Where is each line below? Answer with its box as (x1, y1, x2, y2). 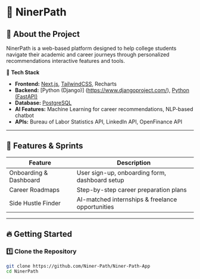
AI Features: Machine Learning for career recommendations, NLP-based (14, 106, 193, 112)
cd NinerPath (6, 268, 39, 275)
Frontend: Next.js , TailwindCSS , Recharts (14, 80, 117, 87)
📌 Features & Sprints (6, 141, 83, 151)
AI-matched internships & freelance (76, 195, 177, 204)
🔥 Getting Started (6, 229, 73, 239)
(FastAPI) (14, 93, 38, 100)
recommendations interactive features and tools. (6, 58, 126, 64)
